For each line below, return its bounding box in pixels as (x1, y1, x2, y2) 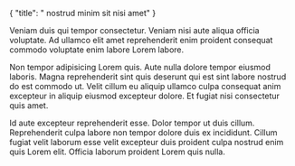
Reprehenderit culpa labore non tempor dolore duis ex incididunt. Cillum (9, 127, 278, 138)
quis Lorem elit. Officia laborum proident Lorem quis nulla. (9, 146, 226, 157)
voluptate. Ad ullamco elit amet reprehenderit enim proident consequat (9, 35, 273, 45)
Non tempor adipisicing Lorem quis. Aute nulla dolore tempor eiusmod (9, 62, 271, 72)
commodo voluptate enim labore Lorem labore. (9, 44, 185, 55)
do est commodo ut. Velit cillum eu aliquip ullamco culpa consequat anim (9, 81, 281, 91)
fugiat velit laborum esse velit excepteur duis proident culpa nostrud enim (9, 137, 284, 147)
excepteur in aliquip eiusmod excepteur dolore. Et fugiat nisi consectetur (9, 90, 281, 101)
